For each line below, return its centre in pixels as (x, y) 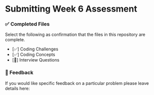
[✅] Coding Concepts (34, 55)
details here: (17, 88)
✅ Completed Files (27, 24)
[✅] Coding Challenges (35, 49)
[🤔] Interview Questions (36, 60)
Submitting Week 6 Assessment (71, 9)
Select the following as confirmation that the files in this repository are (75, 34)
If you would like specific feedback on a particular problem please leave (77, 83)
